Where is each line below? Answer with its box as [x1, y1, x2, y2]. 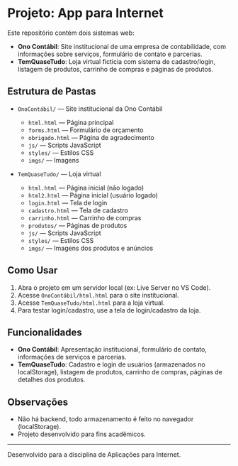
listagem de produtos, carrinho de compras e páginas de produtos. [17, 65, 214, 73]
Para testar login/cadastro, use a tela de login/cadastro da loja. [17, 305, 201, 314]
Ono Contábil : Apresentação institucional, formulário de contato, [17, 345, 208, 354]
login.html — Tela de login [28, 198, 108, 207]
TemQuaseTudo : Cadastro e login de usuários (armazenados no [17, 360, 205, 369]
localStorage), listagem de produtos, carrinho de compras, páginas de [17, 368, 223, 376]
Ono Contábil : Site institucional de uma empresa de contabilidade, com [17, 42, 227, 50]
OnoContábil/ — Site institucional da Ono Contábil [17, 104, 163, 113]
